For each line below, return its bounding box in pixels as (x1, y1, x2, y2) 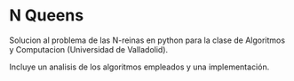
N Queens (9, 5, 84, 26)
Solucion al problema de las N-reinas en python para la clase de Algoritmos (9, 35, 286, 45)
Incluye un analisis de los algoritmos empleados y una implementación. (9, 61, 270, 72)
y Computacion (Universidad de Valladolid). (9, 44, 169, 54)
